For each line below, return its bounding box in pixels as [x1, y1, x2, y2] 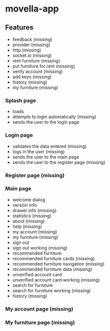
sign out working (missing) [12, 244, 67, 251]
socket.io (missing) [12, 52, 52, 58]
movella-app [5, 3, 59, 15]
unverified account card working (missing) [12, 277, 100, 283]
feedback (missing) [12, 36, 52, 42]
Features [5, 23, 33, 32]
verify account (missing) [12, 68, 63, 74]
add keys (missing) [12, 74, 52, 79]
